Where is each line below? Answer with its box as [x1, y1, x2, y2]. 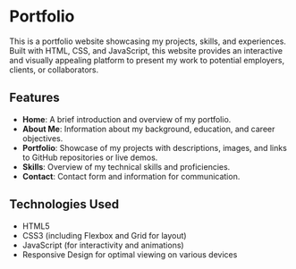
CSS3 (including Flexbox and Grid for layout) [21, 230, 187, 240]
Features [9, 90, 60, 105]
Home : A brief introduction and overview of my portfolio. [21, 113, 232, 124]
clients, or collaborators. [9, 64, 99, 75]
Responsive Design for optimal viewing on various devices [21, 248, 238, 260]
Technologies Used [9, 197, 119, 212]
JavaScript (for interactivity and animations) [21, 240, 185, 250]
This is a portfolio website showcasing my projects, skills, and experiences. [9, 36, 286, 46]
